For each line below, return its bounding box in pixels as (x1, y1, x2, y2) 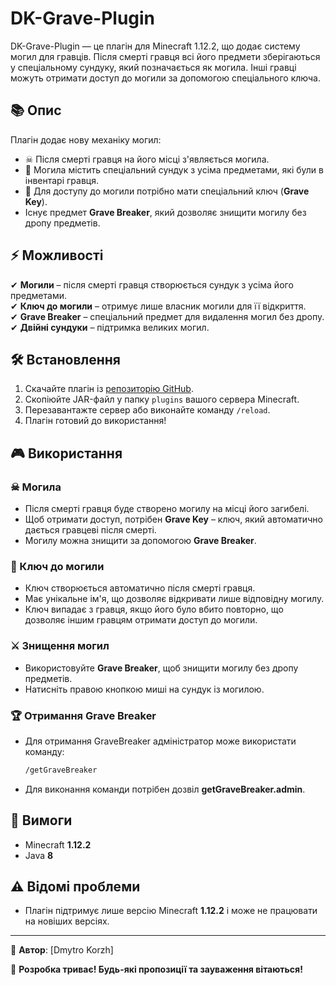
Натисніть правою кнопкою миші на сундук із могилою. (24, 683, 265, 695)
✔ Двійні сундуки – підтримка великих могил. (10, 321, 210, 333)
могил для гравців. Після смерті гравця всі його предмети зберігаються (10, 50, 321, 62)
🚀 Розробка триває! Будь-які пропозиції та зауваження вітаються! (10, 963, 303, 976)
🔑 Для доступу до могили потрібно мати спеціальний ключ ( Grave (24, 185, 310, 197)
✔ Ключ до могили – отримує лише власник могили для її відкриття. (10, 300, 307, 312)
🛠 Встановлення (10, 351, 121, 368)
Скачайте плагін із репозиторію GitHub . (24, 383, 194, 395)
